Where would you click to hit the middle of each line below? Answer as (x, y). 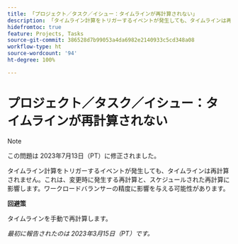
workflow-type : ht (34, 47)
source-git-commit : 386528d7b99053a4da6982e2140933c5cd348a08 (101, 40)
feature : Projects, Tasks (45, 34)
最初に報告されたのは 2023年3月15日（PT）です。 (80, 233)
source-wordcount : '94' (42, 54)
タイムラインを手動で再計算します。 (59, 218)
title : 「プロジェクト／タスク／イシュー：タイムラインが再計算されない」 (103, 14)
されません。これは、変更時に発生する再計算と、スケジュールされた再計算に (119, 179)
